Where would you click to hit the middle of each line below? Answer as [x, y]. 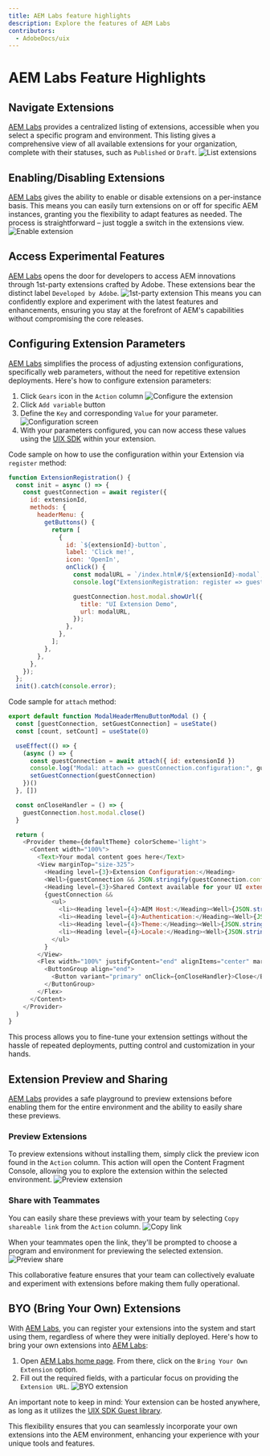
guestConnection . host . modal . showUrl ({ [138, 597]
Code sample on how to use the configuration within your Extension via [127, 454]
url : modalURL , [105, 612]
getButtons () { [69, 522]
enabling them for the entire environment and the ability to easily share [125, 1107]
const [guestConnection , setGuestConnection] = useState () [117, 724]
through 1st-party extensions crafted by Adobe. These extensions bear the [132, 284]
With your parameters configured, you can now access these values [133, 430]
